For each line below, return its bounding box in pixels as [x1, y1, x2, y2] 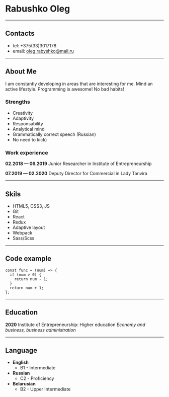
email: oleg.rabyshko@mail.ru [12, 48, 74, 54]
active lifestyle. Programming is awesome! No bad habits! [5, 86, 124, 92]
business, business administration [5, 327, 76, 333]
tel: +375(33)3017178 [12, 42, 57, 48]
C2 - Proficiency [20, 375, 54, 381]
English [12, 359, 29, 365]
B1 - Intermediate [20, 365, 56, 371]
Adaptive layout [12, 224, 45, 230]
